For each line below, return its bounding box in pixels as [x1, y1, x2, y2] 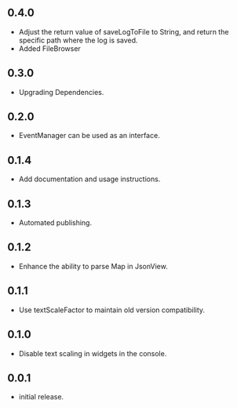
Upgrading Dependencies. [18, 87, 104, 97]
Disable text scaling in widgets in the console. [18, 348, 167, 358]
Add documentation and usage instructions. [18, 174, 161, 184]
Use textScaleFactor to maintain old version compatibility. [18, 305, 206, 315]
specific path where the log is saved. [18, 35, 138, 45]
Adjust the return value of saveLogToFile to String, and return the [18, 27, 229, 36]
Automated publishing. [18, 218, 92, 228]
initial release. [18, 392, 64, 402]
